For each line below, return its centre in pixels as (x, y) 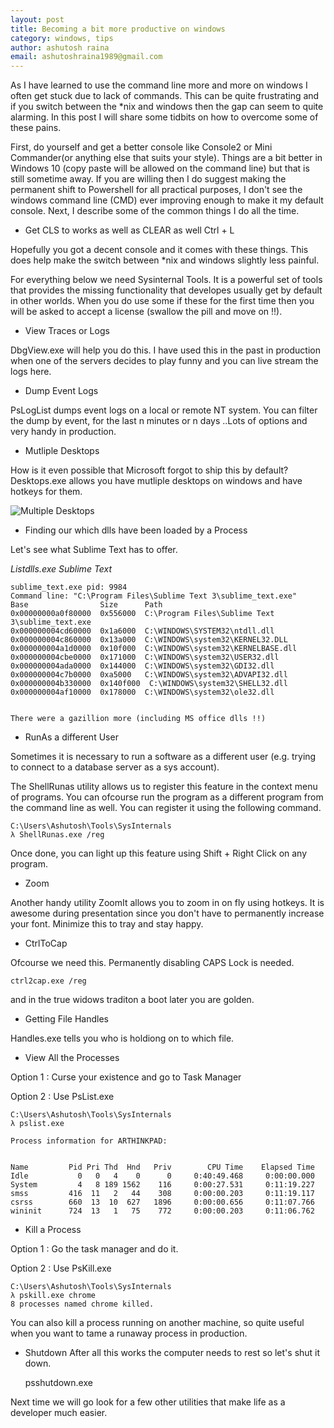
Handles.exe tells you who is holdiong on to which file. (122, 1038)
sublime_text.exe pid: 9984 (69, 587)
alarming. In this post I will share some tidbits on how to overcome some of (164, 117)
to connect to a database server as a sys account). (115, 767)
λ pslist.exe (37, 1124)
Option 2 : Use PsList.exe (62, 1097)
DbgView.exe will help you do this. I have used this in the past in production (165, 350)
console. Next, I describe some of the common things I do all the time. (155, 211)
